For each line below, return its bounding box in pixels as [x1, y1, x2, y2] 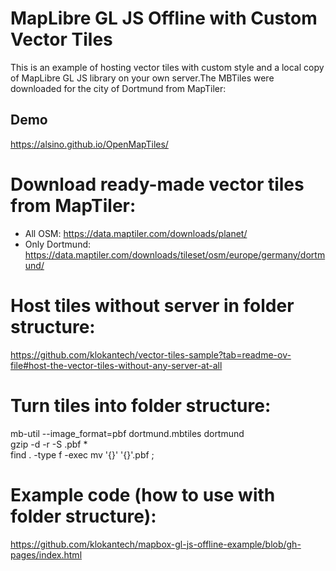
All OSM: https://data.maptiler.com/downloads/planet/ [24, 227, 248, 239]
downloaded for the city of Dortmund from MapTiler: [10, 82, 227, 94]
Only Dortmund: [24, 238, 92, 250]
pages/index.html [10, 548, 83, 561]
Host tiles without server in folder [10, 294, 295, 317]
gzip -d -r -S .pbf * [10, 438, 88, 450]
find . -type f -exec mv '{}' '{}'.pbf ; [10, 448, 155, 461]
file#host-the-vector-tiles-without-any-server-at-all [10, 359, 223, 371]
